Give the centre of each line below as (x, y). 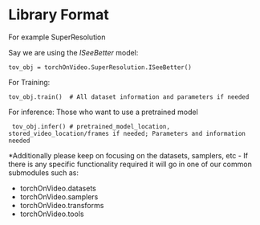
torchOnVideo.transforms (62, 205)
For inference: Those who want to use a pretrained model (103, 112)
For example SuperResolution (57, 37)
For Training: (29, 82)
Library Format (59, 15)
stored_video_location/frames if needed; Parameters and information (127, 133)
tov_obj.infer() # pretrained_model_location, (91, 126)
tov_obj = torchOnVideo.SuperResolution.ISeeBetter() (100, 67)
